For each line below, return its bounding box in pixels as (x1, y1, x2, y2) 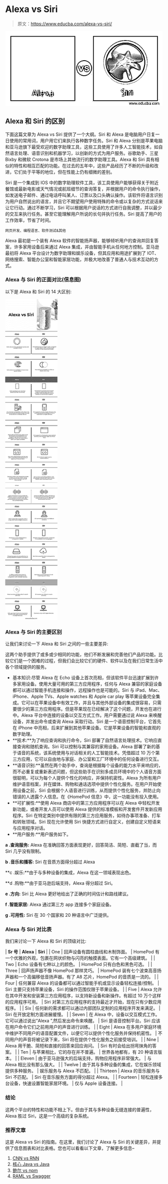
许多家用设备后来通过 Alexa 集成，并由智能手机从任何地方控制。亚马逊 (13, 244, 159, 250)
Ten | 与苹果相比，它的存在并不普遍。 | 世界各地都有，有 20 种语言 (20, 1049, 158, 1055)
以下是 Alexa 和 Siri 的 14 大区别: (5, 288, 71, 294)
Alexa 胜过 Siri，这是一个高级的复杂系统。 (5, 1113, 91, 1119)
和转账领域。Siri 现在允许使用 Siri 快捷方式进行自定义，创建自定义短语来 (12, 819, 161, 825)
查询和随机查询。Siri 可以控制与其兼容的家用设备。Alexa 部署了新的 (16, 743, 156, 750)
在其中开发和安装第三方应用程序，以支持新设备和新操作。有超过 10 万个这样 (5, 993, 161, 999)
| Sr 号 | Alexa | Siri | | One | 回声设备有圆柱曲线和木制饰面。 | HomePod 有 (5, 949, 160, 955)
